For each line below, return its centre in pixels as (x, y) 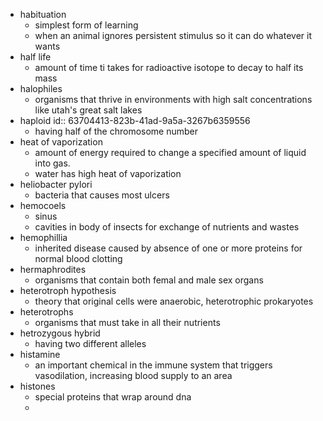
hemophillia (43, 237)
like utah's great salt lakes (88, 110)
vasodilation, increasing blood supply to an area (133, 375)
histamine (40, 354)
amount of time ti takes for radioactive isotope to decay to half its (169, 67)
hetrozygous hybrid (60, 333)
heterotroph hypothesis (68, 290)
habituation (43, 14)
